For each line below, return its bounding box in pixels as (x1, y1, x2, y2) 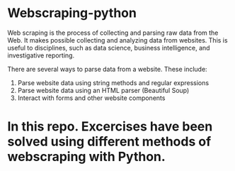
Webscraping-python (7, 5, 137, 21)
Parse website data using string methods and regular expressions (17, 78, 210, 87)
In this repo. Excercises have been (7, 118, 213, 135)
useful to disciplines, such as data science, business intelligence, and (7, 43, 210, 52)
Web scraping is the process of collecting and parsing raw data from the (7, 28, 219, 37)
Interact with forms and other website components (17, 94, 166, 102)
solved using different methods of (7, 133, 212, 150)
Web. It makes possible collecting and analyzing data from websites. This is (7, 35, 228, 44)
